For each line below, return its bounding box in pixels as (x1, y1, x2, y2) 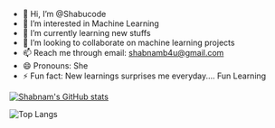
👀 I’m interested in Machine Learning (22, 18, 160, 29)
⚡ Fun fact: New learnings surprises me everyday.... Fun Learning (22, 70, 267, 81)
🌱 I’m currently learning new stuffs (22, 28, 151, 38)
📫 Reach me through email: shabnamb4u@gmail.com (22, 48, 224, 58)
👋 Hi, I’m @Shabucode (22, 9, 107, 19)
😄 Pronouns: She (22, 60, 89, 71)
